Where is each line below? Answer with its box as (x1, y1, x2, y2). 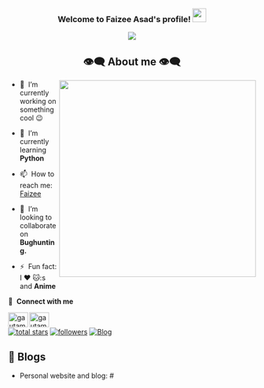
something (19, 105, 55, 114)
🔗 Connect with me (8, 297, 74, 306)
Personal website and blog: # (19, 371, 115, 380)
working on (19, 97, 57, 106)
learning (19, 146, 47, 155)
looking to (19, 212, 53, 222)
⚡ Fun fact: (19, 262, 57, 272)
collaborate (19, 221, 57, 231)
